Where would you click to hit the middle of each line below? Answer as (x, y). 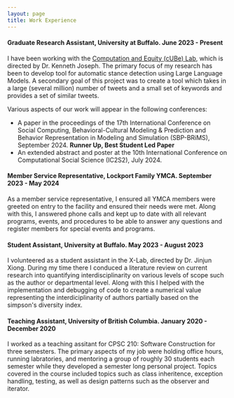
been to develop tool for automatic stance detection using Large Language (115, 73)
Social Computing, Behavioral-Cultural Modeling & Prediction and (112, 130)
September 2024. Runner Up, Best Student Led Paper (96, 145)
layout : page (26, 14)
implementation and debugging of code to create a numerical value (104, 290)
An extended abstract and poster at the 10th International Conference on (122, 152)
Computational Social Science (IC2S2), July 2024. (90, 160)
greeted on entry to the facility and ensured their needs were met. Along (111, 206)
